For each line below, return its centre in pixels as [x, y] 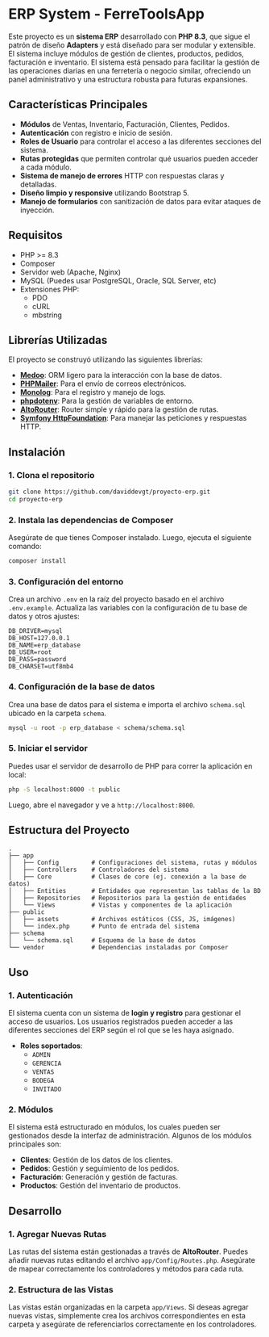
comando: [25, 547]
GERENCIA [47, 1064]
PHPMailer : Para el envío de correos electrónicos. [103, 383]
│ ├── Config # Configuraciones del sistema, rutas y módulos [133, 863]
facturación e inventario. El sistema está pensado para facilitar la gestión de [134, 62]
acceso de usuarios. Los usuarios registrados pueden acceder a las [121, 1021]
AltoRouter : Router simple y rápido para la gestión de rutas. [119, 409]
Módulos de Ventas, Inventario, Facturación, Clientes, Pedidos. [125, 124]
